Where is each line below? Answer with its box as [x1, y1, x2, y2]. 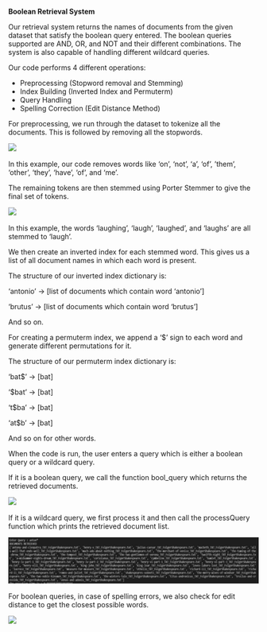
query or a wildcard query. [8, 457, 95, 467]
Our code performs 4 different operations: [8, 63, 146, 72]
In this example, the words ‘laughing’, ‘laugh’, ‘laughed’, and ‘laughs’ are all [8, 223, 251, 233]
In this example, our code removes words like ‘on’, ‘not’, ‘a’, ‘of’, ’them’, [8, 159, 237, 169]
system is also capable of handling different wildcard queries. [8, 48, 211, 56]
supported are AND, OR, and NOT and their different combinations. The [8, 39, 242, 48]
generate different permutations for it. [8, 341, 132, 351]
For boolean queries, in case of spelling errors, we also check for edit [8, 591, 236, 601]
